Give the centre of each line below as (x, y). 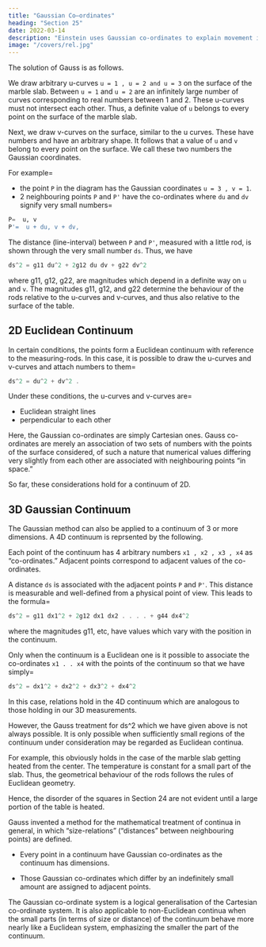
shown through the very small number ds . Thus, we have (101, 250)
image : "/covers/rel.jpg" (51, 45)
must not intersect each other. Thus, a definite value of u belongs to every (129, 109)
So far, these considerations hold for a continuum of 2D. (100, 484)
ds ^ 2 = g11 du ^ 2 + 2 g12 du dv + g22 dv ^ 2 (78, 265)
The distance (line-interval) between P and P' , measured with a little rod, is (130, 242)
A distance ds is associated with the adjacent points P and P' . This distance (131, 585)
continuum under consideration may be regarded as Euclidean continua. (126, 742)
